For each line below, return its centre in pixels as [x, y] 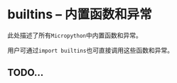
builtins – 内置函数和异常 [80, 14]
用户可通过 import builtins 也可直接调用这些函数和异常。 [91, 50]
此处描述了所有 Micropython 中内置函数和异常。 [75, 35]
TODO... [26, 73]
